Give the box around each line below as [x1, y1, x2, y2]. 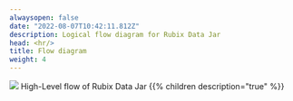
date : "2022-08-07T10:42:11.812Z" [9, 22, 141, 31]
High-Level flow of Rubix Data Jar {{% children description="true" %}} [20, 81, 285, 91]
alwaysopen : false [9, 13, 79, 23]
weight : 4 [9, 55, 47, 64]
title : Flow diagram [9, 47, 88, 56]
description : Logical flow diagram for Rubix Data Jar [9, 30, 221, 39]
